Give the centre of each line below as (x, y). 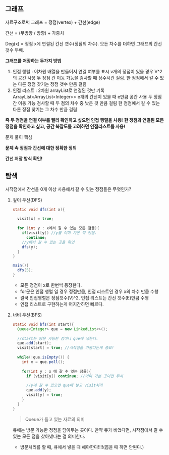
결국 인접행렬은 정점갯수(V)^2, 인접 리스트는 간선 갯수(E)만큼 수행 (84, 297)
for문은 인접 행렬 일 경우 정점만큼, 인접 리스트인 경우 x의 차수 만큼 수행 (89, 291)
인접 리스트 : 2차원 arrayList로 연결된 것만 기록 (59, 90)
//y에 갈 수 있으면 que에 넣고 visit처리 (64, 385)
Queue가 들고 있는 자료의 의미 (55, 419)
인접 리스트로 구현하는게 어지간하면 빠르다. (62, 304)
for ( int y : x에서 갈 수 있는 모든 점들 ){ (58, 228)
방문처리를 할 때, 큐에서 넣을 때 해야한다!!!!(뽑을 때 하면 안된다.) (82, 447)
